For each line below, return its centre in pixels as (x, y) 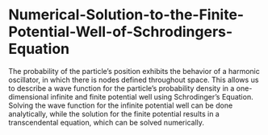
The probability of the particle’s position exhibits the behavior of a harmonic (134, 71)
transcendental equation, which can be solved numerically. (106, 122)
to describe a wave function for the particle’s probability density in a (121, 88)
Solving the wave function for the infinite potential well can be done (121, 105)
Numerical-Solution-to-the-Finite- (126, 15)
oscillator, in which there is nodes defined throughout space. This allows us (134, 80)
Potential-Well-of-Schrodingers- (121, 32)
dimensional (29, 96)
